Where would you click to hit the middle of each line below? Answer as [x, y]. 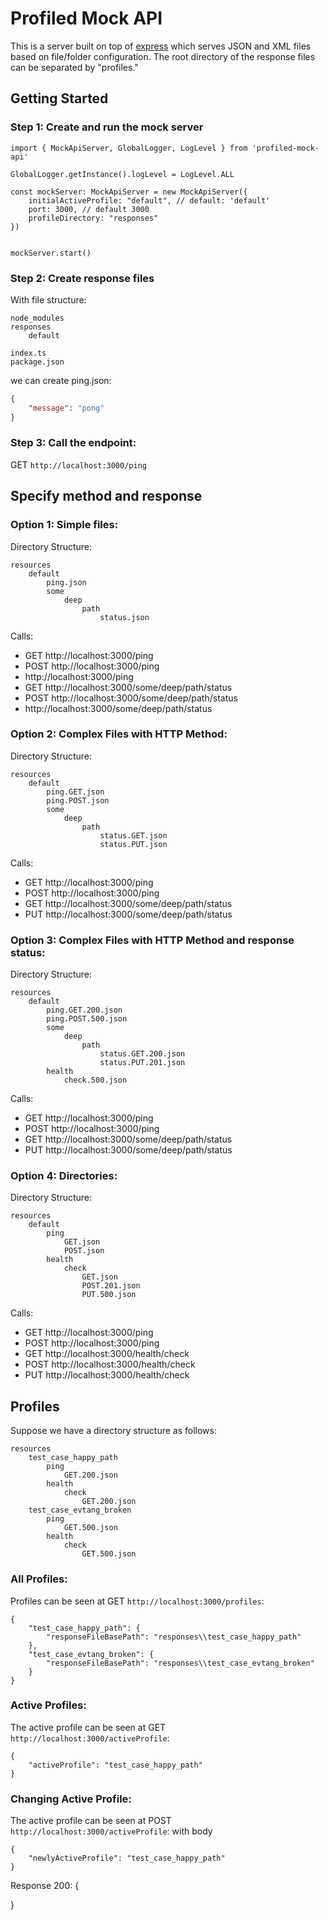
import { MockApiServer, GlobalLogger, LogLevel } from [129, 148]
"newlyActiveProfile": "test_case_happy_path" [127, 1858]
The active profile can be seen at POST [91, 1821]
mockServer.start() [51, 253]
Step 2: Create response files [82, 278]
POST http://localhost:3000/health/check [110, 1364]
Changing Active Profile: [71, 1799]
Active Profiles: [48, 1705]
